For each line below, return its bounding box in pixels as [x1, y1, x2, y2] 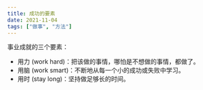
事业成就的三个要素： [7, 43, 68, 51]
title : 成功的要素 [7, 10, 56, 17]
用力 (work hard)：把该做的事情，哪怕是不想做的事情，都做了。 [17, 57, 200, 66]
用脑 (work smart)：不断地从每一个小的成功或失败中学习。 [17, 66, 185, 75]
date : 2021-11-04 [7, 17, 58, 24]
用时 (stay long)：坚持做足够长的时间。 [17, 75, 130, 83]
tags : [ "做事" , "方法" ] [7, 23, 72, 30]
